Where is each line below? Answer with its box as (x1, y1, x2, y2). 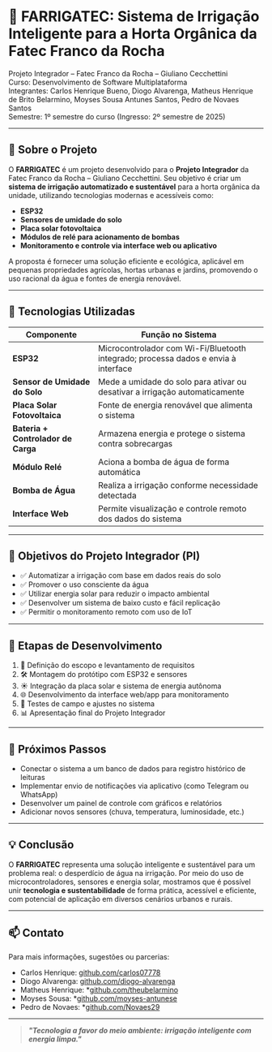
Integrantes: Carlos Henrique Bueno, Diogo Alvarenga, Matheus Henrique (8, 85, 253, 96)
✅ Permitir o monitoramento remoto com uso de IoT (19, 607, 193, 617)
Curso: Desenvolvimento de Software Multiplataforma (8, 77, 188, 87)
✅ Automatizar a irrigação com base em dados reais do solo (19, 571, 221, 580)
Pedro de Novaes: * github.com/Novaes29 (19, 1002, 160, 1011)
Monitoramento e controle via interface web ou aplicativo (19, 240, 217, 250)
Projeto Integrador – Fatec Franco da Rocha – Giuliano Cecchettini (8, 68, 228, 78)
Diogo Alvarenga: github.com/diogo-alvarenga (19, 976, 176, 985)
